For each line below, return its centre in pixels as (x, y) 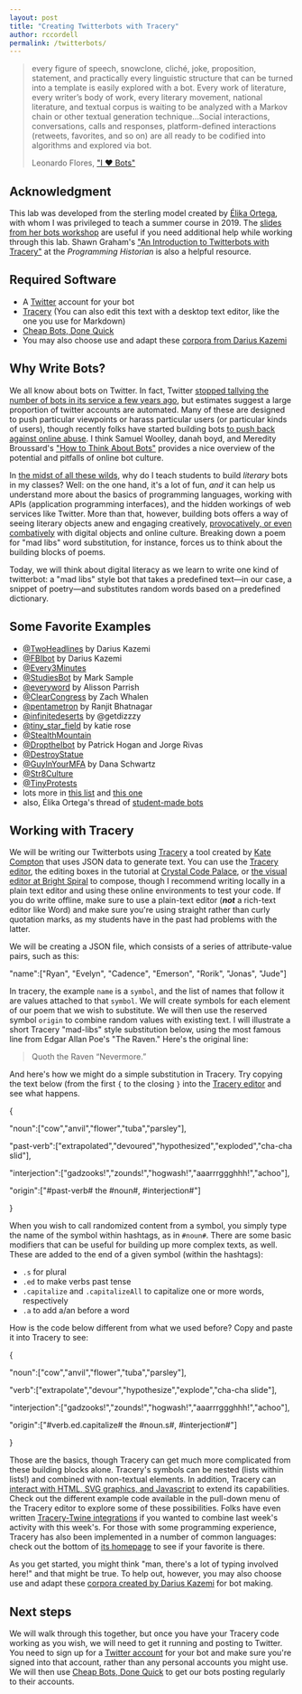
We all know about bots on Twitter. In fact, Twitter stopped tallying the (139, 391)
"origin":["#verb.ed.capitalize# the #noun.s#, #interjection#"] (123, 1426)
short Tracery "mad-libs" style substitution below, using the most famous (145, 1030)
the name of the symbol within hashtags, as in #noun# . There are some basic (151, 1236)
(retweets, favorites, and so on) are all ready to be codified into (148, 136)
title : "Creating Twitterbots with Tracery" (94, 26)
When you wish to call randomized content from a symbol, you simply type (148, 1226)
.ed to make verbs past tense (77, 1282)
